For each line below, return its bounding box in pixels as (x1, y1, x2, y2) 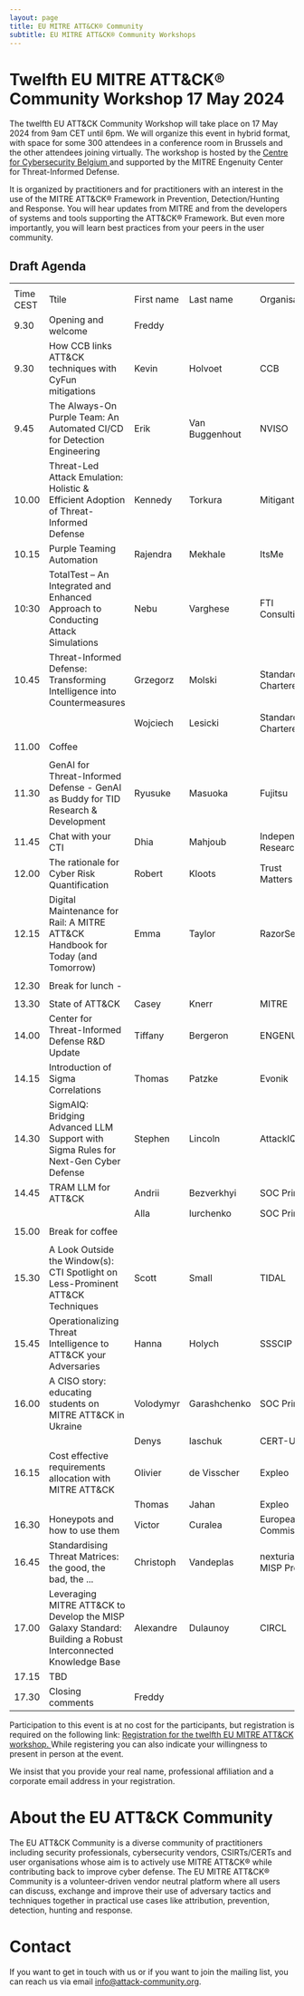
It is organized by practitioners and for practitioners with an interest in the (9, 184, 283, 195)
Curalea (188, 1519, 223, 1531)
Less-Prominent (48, 1278, 119, 1290)
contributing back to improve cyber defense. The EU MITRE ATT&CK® (9, 1866, 270, 1877)
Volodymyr (134, 1397, 181, 1410)
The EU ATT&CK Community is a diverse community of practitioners (9, 1837, 263, 1848)
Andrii (134, 1187, 160, 1200)
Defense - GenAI (48, 781, 122, 794)
